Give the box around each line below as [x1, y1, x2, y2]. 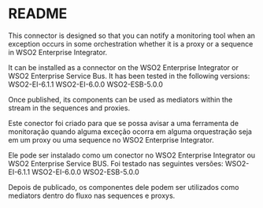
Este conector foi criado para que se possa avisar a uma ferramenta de [8, 118, 239, 128]
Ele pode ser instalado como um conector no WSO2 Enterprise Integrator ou [8, 150, 256, 160]
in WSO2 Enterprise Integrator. [8, 47, 108, 57]
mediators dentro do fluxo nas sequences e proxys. [8, 191, 176, 200]
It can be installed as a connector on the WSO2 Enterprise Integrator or [8, 62, 239, 72]
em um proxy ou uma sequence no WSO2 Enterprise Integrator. [8, 135, 214, 144]
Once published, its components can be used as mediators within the [8, 95, 233, 104]
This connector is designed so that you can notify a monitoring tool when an [8, 31, 256, 40]
